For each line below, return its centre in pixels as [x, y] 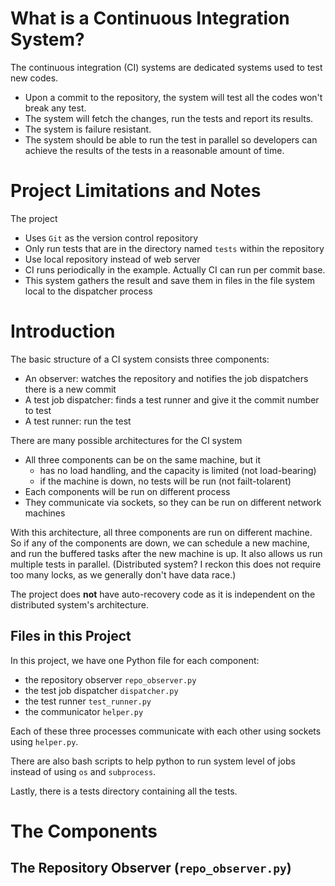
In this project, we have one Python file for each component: [135, 660]
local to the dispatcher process [88, 291]
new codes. [34, 78]
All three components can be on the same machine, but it [143, 459]
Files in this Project [71, 636]
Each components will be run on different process [127, 491]
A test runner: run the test [78, 421]
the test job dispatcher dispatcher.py [101, 690]
